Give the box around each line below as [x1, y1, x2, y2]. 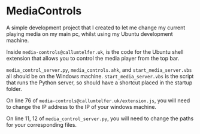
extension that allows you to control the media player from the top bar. [6, 54, 180, 62]
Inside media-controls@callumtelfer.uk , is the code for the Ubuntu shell [6, 48, 184, 55]
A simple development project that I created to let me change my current [6, 24, 186, 31]
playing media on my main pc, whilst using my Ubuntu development [6, 30, 173, 37]
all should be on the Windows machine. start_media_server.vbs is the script [6, 72, 194, 80]
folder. [6, 85, 22, 92]
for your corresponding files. [6, 121, 77, 128]
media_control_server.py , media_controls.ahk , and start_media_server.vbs [6, 66, 192, 73]
